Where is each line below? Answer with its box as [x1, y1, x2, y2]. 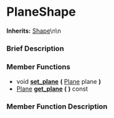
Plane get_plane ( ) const [16, 85, 88, 93]
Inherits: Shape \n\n [6, 27, 61, 35]
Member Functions [6, 62, 71, 72]
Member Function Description [6, 102, 108, 111]
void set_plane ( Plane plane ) [16, 78, 102, 86]
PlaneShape [6, 4, 76, 20]
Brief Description [6, 44, 64, 53]
